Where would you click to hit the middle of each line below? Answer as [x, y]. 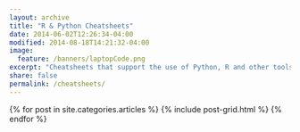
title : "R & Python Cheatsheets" [71, 26]
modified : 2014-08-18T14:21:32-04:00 [79, 42]
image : [21, 51]
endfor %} [28, 119]
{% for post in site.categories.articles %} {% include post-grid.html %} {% [146, 109]
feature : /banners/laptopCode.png [81, 59]
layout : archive [39, 17]
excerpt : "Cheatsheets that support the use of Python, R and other [139, 68]
